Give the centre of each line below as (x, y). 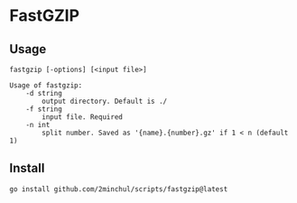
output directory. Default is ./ (105, 101)
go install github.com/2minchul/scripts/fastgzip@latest (119, 189)
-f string (44, 109)
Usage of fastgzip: (46, 86)
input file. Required (83, 117)
